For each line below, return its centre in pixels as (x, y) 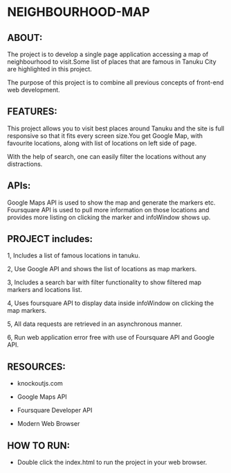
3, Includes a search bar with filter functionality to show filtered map (104, 282)
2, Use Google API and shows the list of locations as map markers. (102, 269)
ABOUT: (25, 38)
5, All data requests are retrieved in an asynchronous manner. (95, 324)
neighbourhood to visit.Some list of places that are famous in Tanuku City (112, 62)
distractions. (25, 164)
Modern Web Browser (48, 424)
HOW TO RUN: (39, 446)
